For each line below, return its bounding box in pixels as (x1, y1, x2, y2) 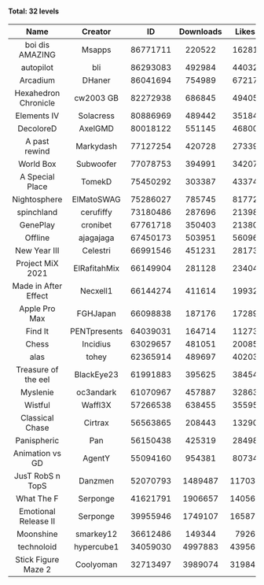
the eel (24, 374, 50, 385)
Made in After (12, 280, 63, 291)
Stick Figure (15, 554, 60, 565)
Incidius (82, 339, 112, 350)
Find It (25, 326, 49, 337)
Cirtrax (83, 417, 109, 428)
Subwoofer (75, 158, 117, 169)
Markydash (75, 141, 118, 152)
